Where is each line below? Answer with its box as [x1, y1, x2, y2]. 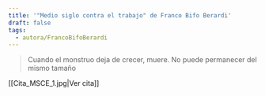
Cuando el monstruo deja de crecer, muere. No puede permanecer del [27, 55, 257, 65]
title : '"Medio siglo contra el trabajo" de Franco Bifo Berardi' [8, 11, 232, 20]
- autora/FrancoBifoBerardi [15, 33, 108, 42]
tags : [8, 26, 26, 34]
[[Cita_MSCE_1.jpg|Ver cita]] [8, 79, 100, 88]
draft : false [8, 19, 51, 27]
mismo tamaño [27, 64, 77, 73]
